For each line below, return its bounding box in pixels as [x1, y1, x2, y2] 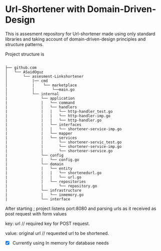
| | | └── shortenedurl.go [5, 170, 101, 175]
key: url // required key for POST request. [5, 220, 90, 226]
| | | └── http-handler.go [5, 118, 101, 123]
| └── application [5, 96, 75, 101]
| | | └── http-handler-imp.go [5, 113, 111, 118]
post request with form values [5, 210, 67, 216]
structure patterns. [5, 41, 44, 47]
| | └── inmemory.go [5, 192, 84, 197]
